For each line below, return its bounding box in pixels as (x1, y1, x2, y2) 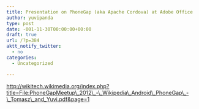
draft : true (6, 32, 37, 38)
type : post (6, 20, 34, 26)
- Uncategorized (12, 60, 53, 66)
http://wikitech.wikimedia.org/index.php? (6, 82, 110, 89)
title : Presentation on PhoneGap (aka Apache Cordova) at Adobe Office (6, 9, 193, 15)
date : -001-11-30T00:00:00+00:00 (6, 26, 92, 32)
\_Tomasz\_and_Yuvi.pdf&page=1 (6, 96, 90, 103)
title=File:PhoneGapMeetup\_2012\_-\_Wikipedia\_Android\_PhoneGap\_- (6, 89, 189, 96)
